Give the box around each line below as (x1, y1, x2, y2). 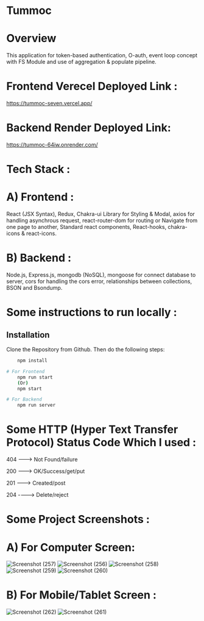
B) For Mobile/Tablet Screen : (6, 588, 157, 602)
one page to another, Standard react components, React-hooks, (6, 223, 167, 231)
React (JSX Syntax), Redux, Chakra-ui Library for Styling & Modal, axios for (6, 211, 195, 218)
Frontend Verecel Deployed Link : (6, 80, 178, 93)
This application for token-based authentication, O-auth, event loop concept (6, 52, 198, 59)
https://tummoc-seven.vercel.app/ (6, 100, 93, 107)
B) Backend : (6, 251, 72, 265)
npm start (17, 385, 43, 391)
